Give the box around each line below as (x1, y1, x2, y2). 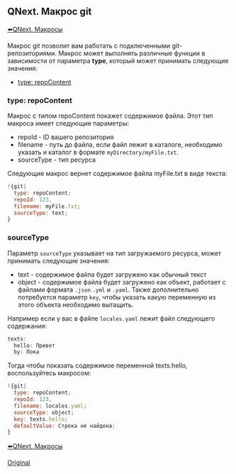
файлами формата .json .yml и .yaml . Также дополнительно (17, 285, 199, 294)
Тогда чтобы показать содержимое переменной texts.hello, (7, 361, 188, 370)
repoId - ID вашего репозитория (17, 133, 114, 141)
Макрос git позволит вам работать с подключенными (7, 41, 171, 50)
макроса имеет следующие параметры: (7, 119, 130, 128)
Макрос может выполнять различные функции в (57, 49, 206, 57)
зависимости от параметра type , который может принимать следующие (7, 56, 229, 65)
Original (7, 458, 30, 467)
